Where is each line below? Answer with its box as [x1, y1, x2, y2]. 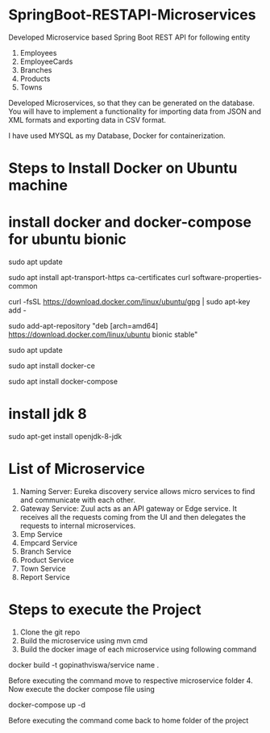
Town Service [19, 563, 66, 573]
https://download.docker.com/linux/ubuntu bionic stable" [8, 329, 198, 340]
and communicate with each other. [19, 495, 135, 505]
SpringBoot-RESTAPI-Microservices [8, 6, 256, 24]
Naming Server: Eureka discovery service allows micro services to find [19, 486, 255, 496]
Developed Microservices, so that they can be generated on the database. [8, 98, 255, 107]
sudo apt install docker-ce [8, 361, 95, 371]
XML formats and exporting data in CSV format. [8, 115, 167, 124]
